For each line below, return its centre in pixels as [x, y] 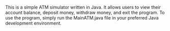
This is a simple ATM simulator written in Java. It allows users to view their [83, 7]
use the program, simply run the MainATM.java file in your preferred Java [82, 18]
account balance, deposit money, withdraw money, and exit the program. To [85, 12]
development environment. [34, 23]
